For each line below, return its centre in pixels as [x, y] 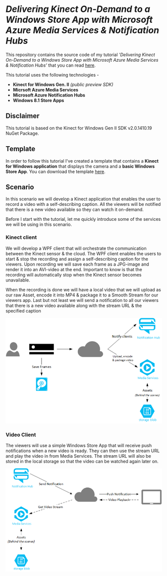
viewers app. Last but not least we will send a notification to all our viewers [82, 300]
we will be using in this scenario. [39, 224]
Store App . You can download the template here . [56, 171]
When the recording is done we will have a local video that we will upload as [83, 289]
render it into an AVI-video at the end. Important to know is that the [74, 269]
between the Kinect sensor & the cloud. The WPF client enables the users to [83, 253]
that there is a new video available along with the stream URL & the [74, 305]
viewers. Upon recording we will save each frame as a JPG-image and [77, 264]
